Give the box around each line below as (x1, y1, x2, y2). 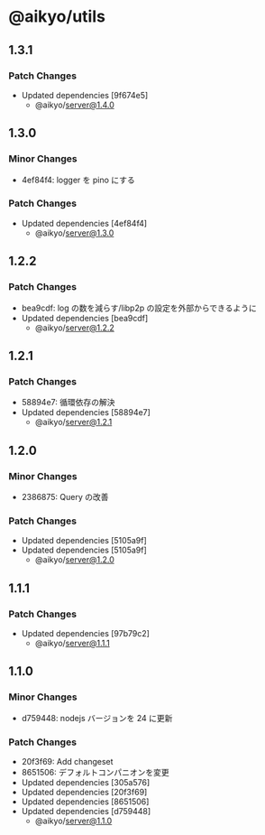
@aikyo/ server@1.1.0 (34, 815, 113, 826)
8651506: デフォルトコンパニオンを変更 (21, 766, 169, 777)
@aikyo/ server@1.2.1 (34, 417, 113, 428)
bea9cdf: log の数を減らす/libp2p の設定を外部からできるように (21, 302, 258, 313)
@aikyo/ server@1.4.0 (34, 99, 114, 110)
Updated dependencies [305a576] (21, 776, 151, 787)
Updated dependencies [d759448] (21, 805, 151, 816)
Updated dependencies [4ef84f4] (21, 218, 148, 228)
